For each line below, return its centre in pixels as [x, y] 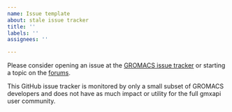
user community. [31, 101]
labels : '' [23, 33]
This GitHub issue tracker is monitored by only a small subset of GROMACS [116, 86]
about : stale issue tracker [48, 20]
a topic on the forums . [39, 73]
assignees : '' [28, 40]
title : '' [22, 26]
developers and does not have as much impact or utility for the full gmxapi [114, 94]
